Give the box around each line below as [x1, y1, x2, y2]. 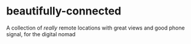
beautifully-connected [6, 4, 122, 18]
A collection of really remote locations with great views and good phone [6, 24, 185, 31]
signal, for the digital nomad [6, 30, 76, 37]
